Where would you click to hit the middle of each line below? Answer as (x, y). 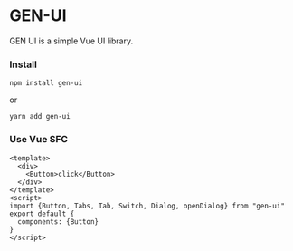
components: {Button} (58, 222)
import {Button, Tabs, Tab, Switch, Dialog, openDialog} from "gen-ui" (147, 206)
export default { (42, 214)
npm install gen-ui (46, 83)
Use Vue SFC (39, 140)
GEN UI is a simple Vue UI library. (71, 41)
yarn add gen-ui (40, 117)
